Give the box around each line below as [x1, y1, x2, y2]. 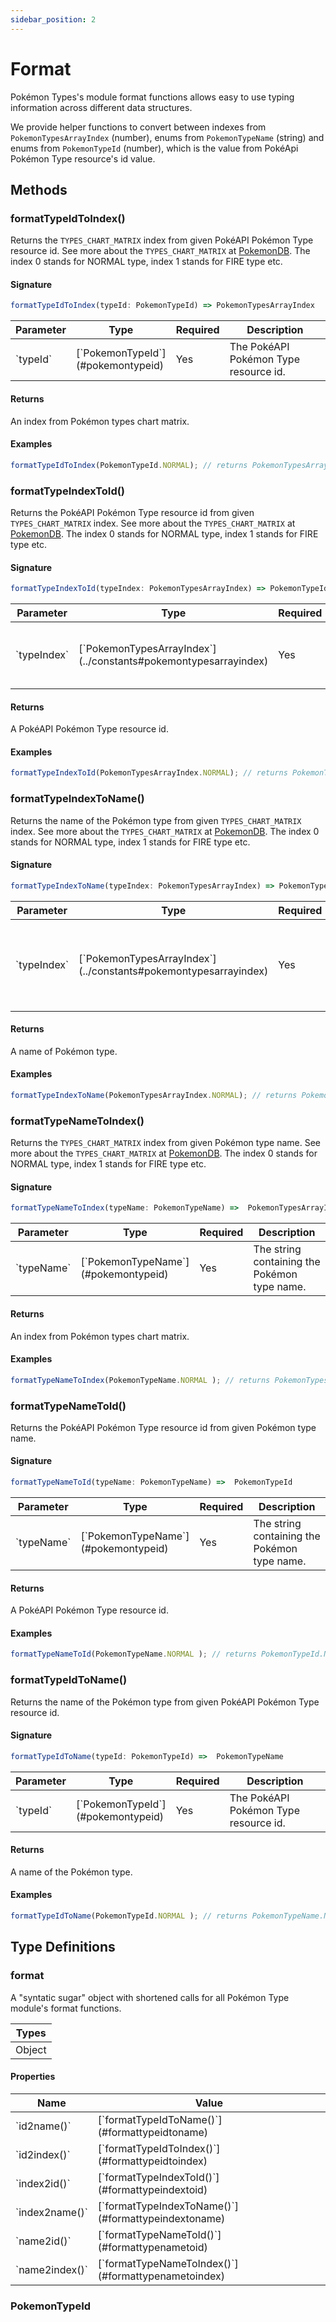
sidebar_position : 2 [10, 14, 97, 25]
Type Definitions [10, 1939, 116, 1956]
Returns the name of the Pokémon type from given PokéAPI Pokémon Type [10, 1696, 320, 1708]
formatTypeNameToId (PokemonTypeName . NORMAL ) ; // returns [10, 1649, 257, 1660]
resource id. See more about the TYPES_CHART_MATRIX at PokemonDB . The [10, 245, 311, 257]
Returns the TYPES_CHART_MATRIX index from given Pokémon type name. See [10, 1137, 321, 1149]
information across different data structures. [10, 101, 193, 113]
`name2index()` [15, 2262, 88, 2276]
